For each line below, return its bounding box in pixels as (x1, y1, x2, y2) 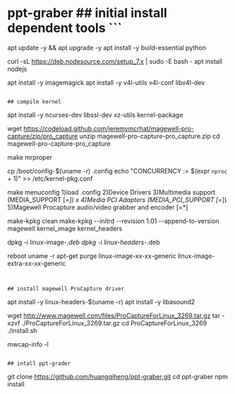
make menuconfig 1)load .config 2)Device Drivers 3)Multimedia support (7, 187, 216, 196)
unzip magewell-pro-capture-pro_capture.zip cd (79, 132, 220, 140)
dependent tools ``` (7, 20, 122, 36)
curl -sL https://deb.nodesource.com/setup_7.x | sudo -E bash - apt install (7, 57, 223, 65)
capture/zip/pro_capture (7, 132, 78, 140)
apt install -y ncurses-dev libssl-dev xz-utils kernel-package (7, 110, 183, 119)
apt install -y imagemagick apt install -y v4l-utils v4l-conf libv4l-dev (7, 78, 205, 86)
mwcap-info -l (7, 340, 49, 348)
